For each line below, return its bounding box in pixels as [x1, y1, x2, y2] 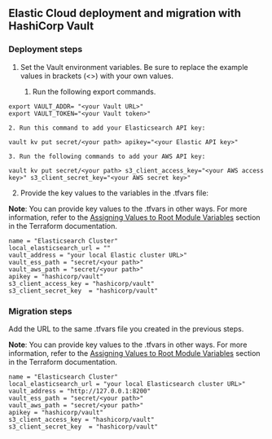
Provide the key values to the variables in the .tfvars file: [20, 187, 209, 198]
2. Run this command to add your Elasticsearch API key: [8, 124, 206, 132]
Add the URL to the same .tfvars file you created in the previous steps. [8, 323, 244, 333]
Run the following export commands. [32, 86, 156, 96]
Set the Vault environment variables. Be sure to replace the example [20, 62, 248, 72]
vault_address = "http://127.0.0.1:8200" [8, 387, 151, 395]
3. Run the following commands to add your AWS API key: [8, 152, 206, 160]
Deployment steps [8, 44, 83, 55]
